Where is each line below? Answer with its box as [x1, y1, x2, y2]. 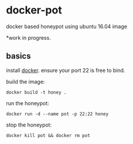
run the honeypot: [6, 100, 49, 107]
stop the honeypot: [6, 121, 52, 128]
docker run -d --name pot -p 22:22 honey [6, 111, 109, 117]
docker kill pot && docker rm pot [6, 132, 91, 138]
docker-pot [6, 4, 63, 17]
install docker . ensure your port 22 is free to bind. [6, 67, 125, 74]
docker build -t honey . [6, 89, 67, 95]
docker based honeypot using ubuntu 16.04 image [6, 23, 128, 30]
